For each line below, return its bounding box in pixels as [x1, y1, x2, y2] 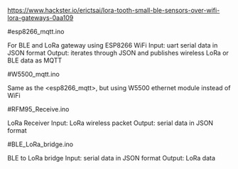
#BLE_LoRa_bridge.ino [7, 140, 73, 148]
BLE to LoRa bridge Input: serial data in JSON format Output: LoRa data [7, 154, 215, 162]
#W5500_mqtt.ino [7, 70, 60, 78]
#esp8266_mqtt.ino [7, 28, 65, 36]
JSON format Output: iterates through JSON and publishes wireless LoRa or [7, 49, 229, 57]
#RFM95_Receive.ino [7, 105, 70, 113]
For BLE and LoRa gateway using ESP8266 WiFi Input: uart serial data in [7, 41, 218, 49]
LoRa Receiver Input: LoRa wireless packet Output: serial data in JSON [7, 119, 214, 127]
